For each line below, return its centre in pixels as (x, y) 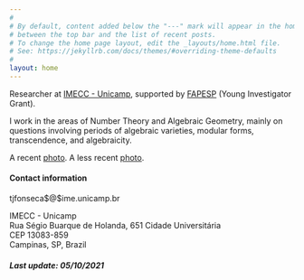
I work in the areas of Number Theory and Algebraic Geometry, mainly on (146, 121)
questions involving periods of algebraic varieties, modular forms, (132, 130)
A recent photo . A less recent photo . (77, 157)
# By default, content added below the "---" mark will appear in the (145, 26)
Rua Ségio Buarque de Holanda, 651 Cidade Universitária (115, 226)
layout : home (34, 69)
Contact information (48, 178)
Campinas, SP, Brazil (48, 245)
